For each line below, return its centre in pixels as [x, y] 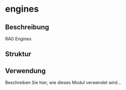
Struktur [18, 54]
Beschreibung [27, 27]
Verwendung [25, 71]
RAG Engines [18, 39]
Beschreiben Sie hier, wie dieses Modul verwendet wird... [63, 83]
